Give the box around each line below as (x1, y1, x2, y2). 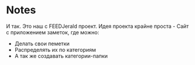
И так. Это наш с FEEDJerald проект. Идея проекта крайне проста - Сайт (6, 23, 189, 30)
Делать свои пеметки (14, 40, 70, 47)
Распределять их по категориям (14, 46, 96, 53)
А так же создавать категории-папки (14, 52, 108, 59)
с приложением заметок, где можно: (6, 28, 99, 35)
